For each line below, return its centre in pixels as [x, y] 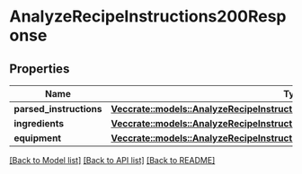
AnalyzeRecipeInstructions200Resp [148, 17]
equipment [37, 138]
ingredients [39, 123]
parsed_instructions [58, 109]
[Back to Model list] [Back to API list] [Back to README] [112, 160]
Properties [40, 69]
